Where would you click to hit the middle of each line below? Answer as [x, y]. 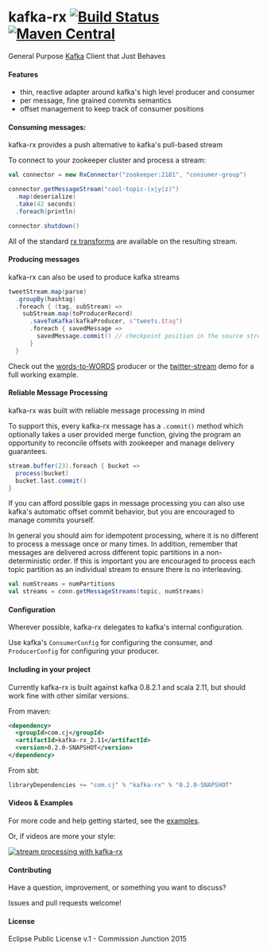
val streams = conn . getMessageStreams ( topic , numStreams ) [106, 592]
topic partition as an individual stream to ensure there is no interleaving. [126, 569]
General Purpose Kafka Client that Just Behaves [87, 56]
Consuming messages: [47, 127]
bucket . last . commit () [51, 481]
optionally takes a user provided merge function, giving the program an [125, 434]
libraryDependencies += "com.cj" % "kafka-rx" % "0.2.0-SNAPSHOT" [120, 785]
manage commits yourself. [52, 520]
